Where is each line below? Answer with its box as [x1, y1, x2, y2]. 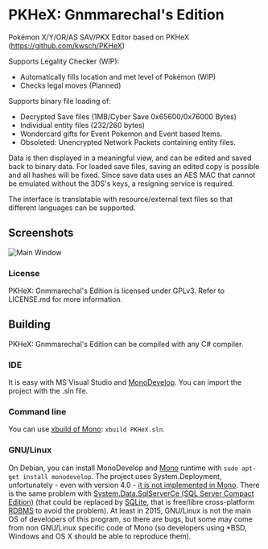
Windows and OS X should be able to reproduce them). [8, 531, 192, 541]
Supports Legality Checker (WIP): [8, 56, 120, 66]
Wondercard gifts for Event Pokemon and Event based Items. [19, 129, 223, 138]
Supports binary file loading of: [8, 96, 111, 105]
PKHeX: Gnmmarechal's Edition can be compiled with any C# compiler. [8, 339, 244, 349]
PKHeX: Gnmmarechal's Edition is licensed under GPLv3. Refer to [8, 286, 225, 295]
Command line [8, 407, 67, 418]
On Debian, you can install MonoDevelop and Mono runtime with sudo [8, 463, 239, 473]
